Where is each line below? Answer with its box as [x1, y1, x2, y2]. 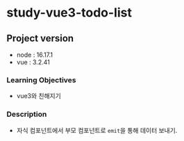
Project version [6, 32, 74, 44]
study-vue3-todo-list [6, 5, 133, 21]
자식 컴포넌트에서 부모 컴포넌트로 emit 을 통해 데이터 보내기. [16, 126, 178, 134]
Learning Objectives [6, 75, 77, 84]
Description [6, 109, 47, 119]
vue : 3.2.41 [16, 58, 50, 66]
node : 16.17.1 [16, 50, 53, 59]
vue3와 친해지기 [16, 92, 62, 100]
